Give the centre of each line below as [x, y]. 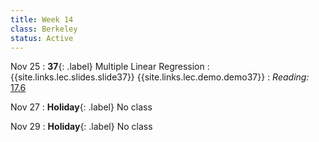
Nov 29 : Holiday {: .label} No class [81, 127]
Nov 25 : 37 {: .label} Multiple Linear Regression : [110, 67]
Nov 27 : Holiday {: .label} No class [81, 107]
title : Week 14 [42, 19]
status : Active [42, 38]
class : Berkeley [44, 29]
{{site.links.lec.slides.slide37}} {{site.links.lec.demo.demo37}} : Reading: [160, 77]
